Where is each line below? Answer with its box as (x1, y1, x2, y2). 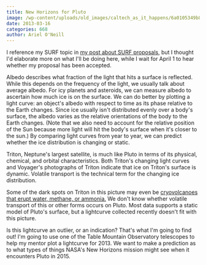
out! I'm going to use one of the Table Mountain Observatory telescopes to (6, 233, 195, 240)
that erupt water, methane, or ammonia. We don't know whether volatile (6, 195, 188, 202)
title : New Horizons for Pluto (6, 9, 86, 15)
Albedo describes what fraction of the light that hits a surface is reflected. (6, 74, 193, 81)
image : (6, 15, 23, 21)
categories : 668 (6, 26, 48, 33)
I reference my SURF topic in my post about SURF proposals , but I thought (6, 48, 194, 56)
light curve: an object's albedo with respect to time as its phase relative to (6, 99, 193, 107)
